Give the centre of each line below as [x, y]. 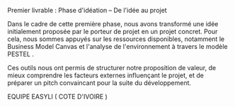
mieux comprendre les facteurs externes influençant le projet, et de [105, 75]
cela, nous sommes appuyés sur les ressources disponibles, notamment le [116, 39]
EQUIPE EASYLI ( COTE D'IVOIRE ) [57, 96]
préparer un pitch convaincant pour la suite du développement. [99, 83]
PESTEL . [21, 54]
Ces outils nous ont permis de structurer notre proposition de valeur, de [112, 68]
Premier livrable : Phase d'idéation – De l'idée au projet [87, 10]
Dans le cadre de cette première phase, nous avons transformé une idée [113, 24]
